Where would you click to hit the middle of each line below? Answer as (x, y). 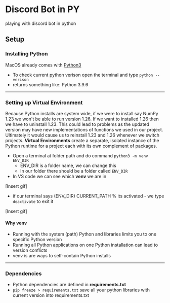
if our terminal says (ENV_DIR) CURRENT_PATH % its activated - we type (88, 196)
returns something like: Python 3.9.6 (50, 84)
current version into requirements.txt (51, 295)
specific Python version (37, 240)
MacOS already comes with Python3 (44, 65)
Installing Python (27, 54)
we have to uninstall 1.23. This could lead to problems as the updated (77, 124)
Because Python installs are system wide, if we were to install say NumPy (82, 113)
